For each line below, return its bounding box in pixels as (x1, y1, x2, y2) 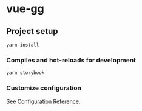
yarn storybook (6, 70, 45, 76)
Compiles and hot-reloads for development (6, 56, 137, 64)
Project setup (6, 26, 59, 36)
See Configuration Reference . (6, 98, 81, 105)
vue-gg (6, 2, 44, 16)
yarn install (6, 42, 39, 48)
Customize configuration (6, 84, 82, 92)
